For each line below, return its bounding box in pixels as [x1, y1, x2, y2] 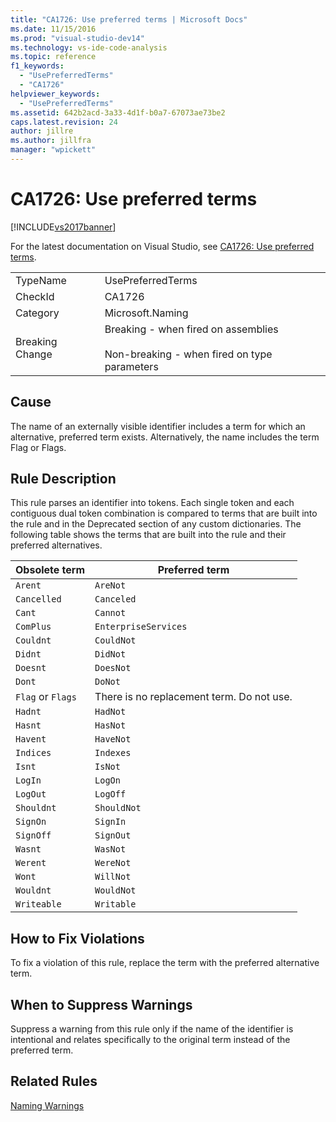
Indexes [94, 747, 132, 759]
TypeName [15, 273, 67, 287]
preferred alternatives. [10, 539, 103, 551]
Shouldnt [15, 802, 57, 814]
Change [15, 347, 53, 361]
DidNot [94, 649, 127, 660]
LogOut [15, 789, 47, 800]
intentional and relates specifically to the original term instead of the [10, 1034, 291, 1046]
